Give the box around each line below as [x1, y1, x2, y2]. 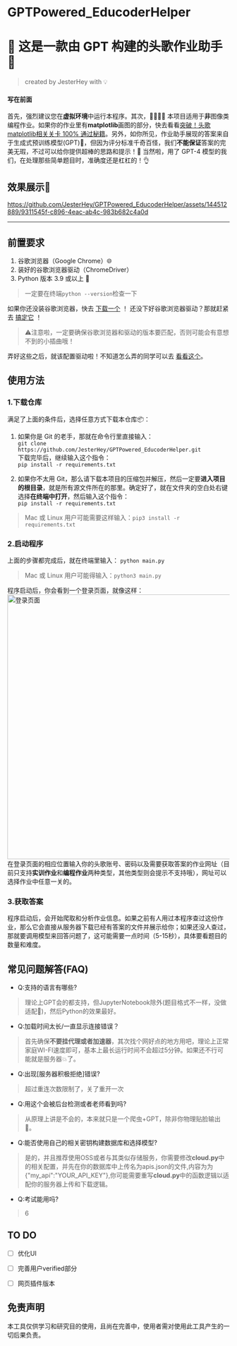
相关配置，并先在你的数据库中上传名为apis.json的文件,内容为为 [30, 1162, 214, 1171]
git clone [17, 440, 47, 447]
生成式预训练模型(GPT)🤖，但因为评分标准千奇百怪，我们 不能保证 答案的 [13, 138, 220, 147]
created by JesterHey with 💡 [24, 78, 108, 86]
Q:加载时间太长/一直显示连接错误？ [17, 1022, 120, 1030]
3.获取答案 [7, 896, 44, 906]
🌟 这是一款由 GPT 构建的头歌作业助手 [7, 39, 224, 55]
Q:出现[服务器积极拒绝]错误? [17, 1070, 100, 1078]
